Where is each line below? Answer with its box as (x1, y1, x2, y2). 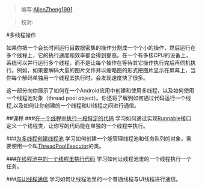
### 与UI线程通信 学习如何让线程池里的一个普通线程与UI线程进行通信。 (6, 175, 182, 183)
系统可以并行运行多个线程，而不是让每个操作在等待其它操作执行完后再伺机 (6, 59, 191, 66)
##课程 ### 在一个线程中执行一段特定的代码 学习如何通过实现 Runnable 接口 (6, 115, 192, 122)
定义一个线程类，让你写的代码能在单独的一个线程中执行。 (6, 123, 148, 129)
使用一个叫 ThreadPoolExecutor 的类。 (11, 142, 105, 150)
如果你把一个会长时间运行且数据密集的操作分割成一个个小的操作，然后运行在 (6, 44, 196, 51)
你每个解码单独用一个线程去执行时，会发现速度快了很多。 (6, 74, 148, 81)
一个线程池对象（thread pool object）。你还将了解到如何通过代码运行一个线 (6, 94, 191, 102)
